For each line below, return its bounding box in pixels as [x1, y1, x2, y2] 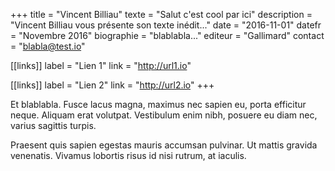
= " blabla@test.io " [10, 40, 86, 52]
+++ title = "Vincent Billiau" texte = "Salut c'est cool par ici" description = [10, 9, 313, 20]
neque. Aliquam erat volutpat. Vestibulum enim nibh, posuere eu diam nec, [10, 109, 318, 121]
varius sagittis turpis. [10, 120, 97, 131]
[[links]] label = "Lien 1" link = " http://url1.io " [10, 60, 192, 71]
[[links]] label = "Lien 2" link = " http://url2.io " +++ [10, 79, 215, 91]
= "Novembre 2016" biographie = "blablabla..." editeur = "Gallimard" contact [10, 30, 325, 41]
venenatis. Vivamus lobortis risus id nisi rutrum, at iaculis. [10, 150, 247, 161]
